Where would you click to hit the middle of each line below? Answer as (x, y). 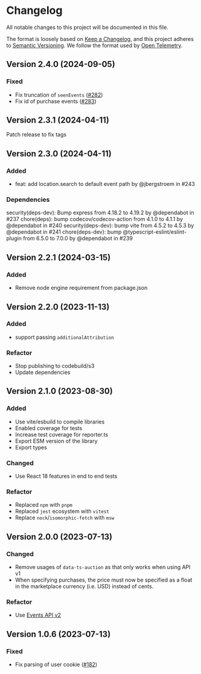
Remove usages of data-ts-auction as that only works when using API (103, 567)
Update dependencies (43, 373)
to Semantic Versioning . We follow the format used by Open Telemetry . (94, 45)
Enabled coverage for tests (49, 428)
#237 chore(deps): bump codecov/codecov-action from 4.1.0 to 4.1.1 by (94, 219)
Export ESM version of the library (56, 441)
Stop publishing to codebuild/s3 (55, 366)
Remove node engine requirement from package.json (81, 288)
